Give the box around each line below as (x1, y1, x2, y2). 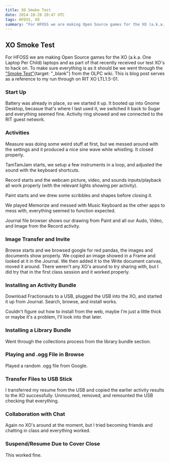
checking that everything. (5, 398, 59, 404)
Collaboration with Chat (5, 410, 65, 418)
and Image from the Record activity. (5, 223, 80, 229)
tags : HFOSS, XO (5, 17, 40, 22)
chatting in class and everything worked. (5, 427, 91, 434)
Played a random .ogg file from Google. (5, 362, 88, 369)
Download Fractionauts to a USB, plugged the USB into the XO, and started (5, 293, 162, 299)
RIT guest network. (5, 116, 45, 123)
